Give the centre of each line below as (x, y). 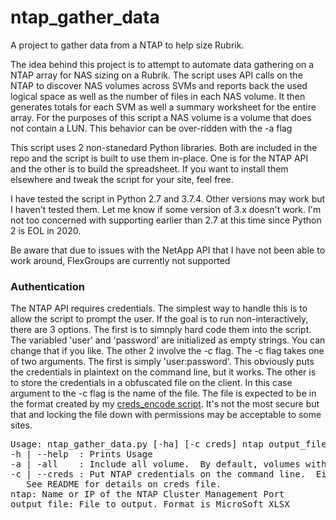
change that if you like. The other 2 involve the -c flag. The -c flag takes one (167, 351)
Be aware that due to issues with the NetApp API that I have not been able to (168, 250)
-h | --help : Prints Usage (81, 454)
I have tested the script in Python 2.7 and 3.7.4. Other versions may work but (168, 198)
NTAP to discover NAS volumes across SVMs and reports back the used (159, 85)
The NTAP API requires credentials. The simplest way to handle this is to (159, 308)
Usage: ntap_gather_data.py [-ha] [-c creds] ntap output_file (168, 444)
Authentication (47, 286)
